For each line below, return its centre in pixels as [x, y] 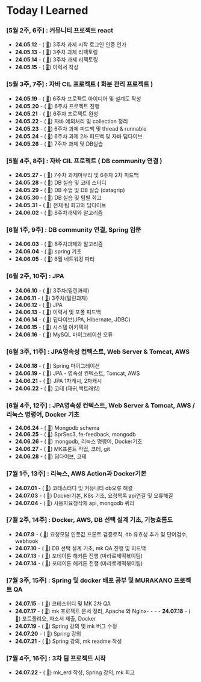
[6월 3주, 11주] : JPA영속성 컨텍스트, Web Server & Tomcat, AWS [98, 352]
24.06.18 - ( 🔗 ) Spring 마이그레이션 [57, 365]
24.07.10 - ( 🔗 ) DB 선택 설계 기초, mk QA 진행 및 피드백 [80, 548]
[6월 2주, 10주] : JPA [35, 276]
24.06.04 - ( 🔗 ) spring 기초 [48, 252]
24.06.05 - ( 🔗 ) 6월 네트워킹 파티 [55, 259]
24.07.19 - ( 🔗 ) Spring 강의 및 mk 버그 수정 [66, 626]
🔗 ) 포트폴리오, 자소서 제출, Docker [55, 619]
